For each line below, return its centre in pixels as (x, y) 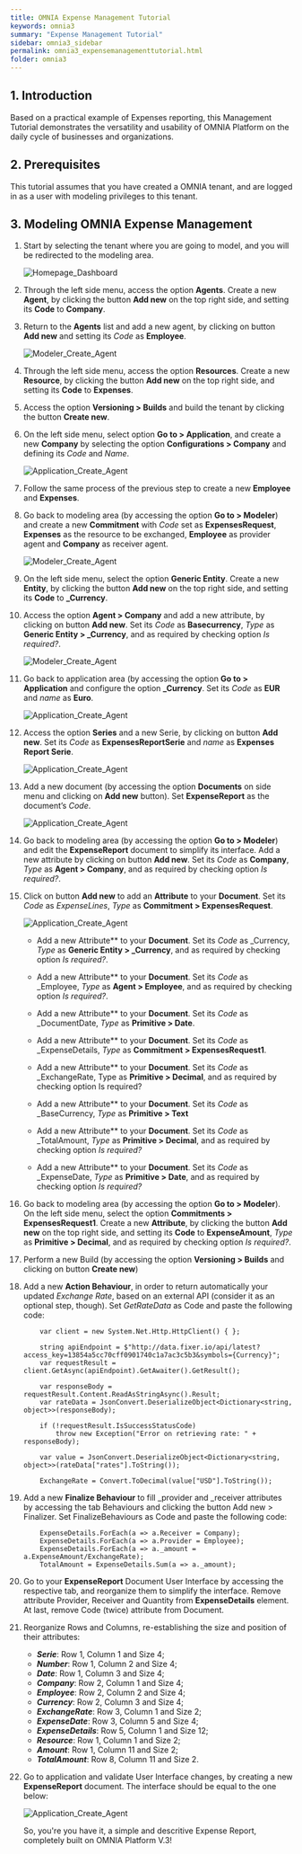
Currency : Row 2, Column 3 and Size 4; (110, 1702)
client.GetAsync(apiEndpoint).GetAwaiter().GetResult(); (132, 1371)
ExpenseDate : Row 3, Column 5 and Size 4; (117, 1721)
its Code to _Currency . (65, 598)
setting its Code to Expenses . (78, 390)
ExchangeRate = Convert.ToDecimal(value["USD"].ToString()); (156, 1481)
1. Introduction (51, 96)
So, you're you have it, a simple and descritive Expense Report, (140, 1831)
